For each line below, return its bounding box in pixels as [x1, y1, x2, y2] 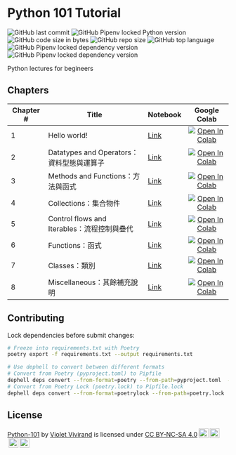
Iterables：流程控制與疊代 [48, 223, 133, 233]
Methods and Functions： [48, 171, 133, 180]
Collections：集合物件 [48, 198, 121, 208]
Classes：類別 [48, 261, 96, 270]
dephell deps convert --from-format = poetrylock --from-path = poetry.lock [7, 390, 225, 397]
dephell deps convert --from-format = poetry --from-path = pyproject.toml [7, 377, 221, 384]
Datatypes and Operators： [48, 147, 139, 157]
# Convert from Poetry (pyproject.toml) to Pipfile [7, 370, 162, 377]
